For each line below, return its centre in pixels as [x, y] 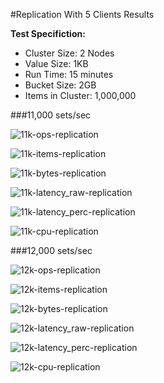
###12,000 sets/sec [51, 250]
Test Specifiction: [48, 33]
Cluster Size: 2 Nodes [69, 53]
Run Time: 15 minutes [69, 74]
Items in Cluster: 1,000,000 [80, 95]
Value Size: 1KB [56, 63]
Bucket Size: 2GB [60, 85]
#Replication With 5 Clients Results [82, 14]
